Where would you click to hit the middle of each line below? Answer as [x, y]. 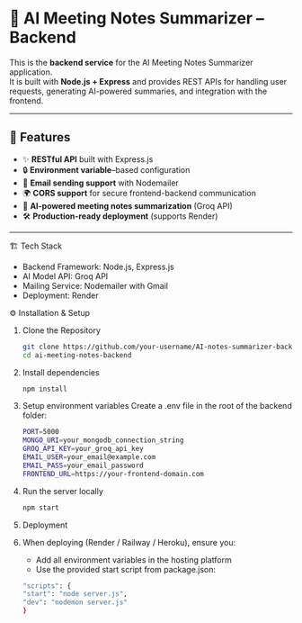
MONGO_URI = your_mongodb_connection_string [103, 440]
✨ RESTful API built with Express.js [88, 159]
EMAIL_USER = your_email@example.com [89, 457]
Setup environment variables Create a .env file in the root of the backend [157, 406]
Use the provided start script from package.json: [126, 569]
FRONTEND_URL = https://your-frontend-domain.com [113, 474]
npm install [44, 389]
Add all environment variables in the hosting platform [133, 560]
